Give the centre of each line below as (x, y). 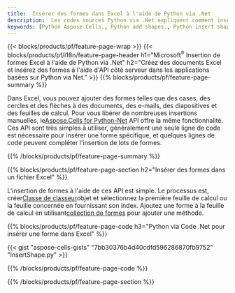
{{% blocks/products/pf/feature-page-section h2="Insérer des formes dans (116, 170)
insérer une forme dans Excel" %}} (57, 234)
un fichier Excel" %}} (37, 177)
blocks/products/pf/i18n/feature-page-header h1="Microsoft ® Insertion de (114, 54)
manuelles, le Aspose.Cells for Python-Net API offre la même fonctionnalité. (115, 121)
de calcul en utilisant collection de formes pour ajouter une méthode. (106, 213)
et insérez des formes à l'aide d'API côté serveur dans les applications (108, 70)
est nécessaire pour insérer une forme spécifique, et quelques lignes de (111, 135)
